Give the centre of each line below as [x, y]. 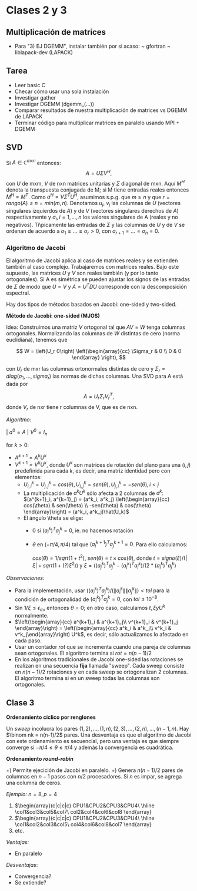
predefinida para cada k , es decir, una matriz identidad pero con [92, 471]
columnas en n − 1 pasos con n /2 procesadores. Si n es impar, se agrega [94, 776]
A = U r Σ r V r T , [99, 397]
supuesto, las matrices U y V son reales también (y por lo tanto [82, 273]
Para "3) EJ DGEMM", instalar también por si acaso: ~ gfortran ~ [93, 46]
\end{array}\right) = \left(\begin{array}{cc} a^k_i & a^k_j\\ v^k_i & [93, 628]
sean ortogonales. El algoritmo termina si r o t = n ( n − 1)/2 [83, 653]
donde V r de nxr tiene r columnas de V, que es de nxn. [72, 407]
